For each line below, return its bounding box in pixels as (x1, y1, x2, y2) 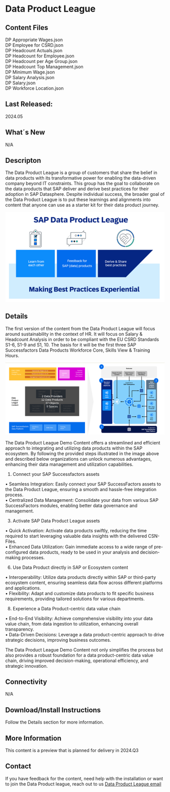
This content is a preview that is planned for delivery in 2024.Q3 (5, 747, 139, 753)
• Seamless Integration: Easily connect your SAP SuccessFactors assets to (5, 480, 161, 487)
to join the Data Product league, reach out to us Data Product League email (5, 781, 162, 787)
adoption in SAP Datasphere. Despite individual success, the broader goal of (5, 191, 165, 197)
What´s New (5, 128, 46, 137)
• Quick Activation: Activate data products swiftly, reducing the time (5, 527, 147, 533)
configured (5, 549, 28, 555)
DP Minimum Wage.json (5, 69, 55, 75)
